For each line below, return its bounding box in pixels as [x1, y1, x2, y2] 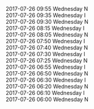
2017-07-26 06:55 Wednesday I [5, 63, 86, 71]
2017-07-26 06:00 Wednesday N [5, 96, 89, 103]
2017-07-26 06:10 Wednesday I [5, 90, 85, 96]
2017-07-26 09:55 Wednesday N [5, 5, 89, 12]
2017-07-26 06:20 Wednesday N [5, 83, 89, 90]
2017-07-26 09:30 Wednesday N [5, 18, 89, 25]
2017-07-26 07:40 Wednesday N [5, 44, 89, 51]
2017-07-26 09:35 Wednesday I [5, 12, 86, 19]
